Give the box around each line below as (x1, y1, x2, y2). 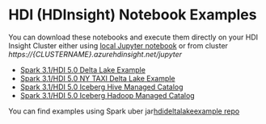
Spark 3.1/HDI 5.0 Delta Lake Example (19, 64, 146, 74)
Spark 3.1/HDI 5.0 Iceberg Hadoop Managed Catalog (19, 90, 196, 100)
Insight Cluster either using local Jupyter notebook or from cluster (8, 40, 229, 50)
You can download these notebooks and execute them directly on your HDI (8, 32, 259, 42)
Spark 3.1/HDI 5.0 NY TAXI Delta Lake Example (19, 73, 175, 83)
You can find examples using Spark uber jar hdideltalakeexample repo (8, 106, 240, 116)
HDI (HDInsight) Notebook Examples (8, 6, 257, 24)
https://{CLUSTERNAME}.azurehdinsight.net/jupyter (8, 49, 183, 59)
